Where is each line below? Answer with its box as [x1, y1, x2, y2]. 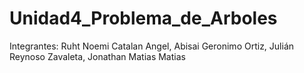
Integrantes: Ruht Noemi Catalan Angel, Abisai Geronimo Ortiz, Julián [9, 40, 295, 52]
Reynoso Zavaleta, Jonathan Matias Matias [9, 50, 186, 62]
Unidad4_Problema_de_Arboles [9, 7, 278, 30]
